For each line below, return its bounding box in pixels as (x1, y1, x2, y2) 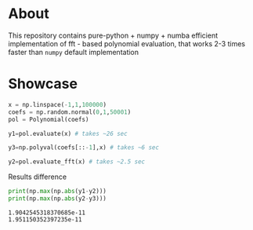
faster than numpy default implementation (8, 47, 139, 57)
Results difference (8, 172, 67, 181)
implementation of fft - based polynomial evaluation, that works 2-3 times (8, 38, 245, 48)
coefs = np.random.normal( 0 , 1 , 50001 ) (8, 108, 132, 116)
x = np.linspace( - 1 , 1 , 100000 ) (8, 100, 107, 108)
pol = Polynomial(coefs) (8, 115, 89, 123)
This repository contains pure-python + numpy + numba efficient (8, 31, 219, 40)
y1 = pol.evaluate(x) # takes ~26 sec (8, 130, 128, 137)
